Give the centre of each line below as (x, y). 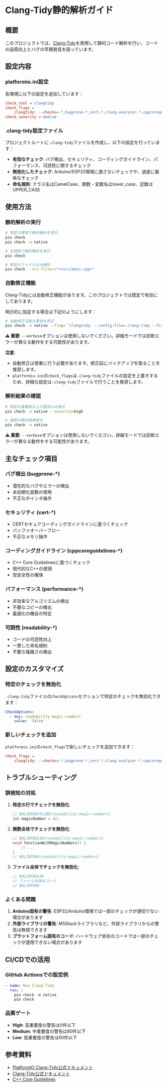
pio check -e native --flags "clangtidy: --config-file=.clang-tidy (78, 326)
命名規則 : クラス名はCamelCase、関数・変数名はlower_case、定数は (83, 184)
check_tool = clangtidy (30, 103)
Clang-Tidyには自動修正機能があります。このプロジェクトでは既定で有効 (80, 295)
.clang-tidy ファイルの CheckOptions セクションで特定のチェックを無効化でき (83, 696)
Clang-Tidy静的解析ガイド (59, 10)
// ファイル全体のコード (34, 881)
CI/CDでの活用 (28, 959)
